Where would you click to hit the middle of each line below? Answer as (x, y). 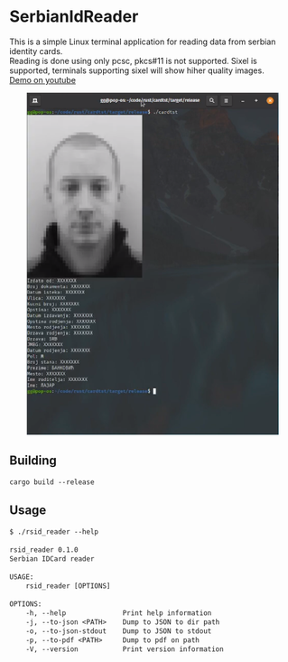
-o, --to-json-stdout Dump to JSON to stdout (119, 631)
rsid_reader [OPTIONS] (68, 586)
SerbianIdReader (74, 17)
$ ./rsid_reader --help (54, 532)
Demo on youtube (43, 79)
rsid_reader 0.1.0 (44, 550)
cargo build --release (52, 482)
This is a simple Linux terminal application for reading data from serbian (143, 42)
